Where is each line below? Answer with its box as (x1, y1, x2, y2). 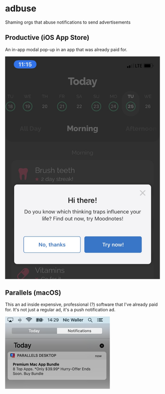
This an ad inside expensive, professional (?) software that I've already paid (5, 302, 158, 307)
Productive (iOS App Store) (5, 33, 90, 42)
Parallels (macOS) (5, 288, 61, 297)
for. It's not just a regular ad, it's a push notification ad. (5, 307, 116, 313)
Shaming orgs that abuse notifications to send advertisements (5, 19, 131, 25)
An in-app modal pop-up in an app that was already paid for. (5, 46, 128, 52)
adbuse (5, 3, 37, 14)
